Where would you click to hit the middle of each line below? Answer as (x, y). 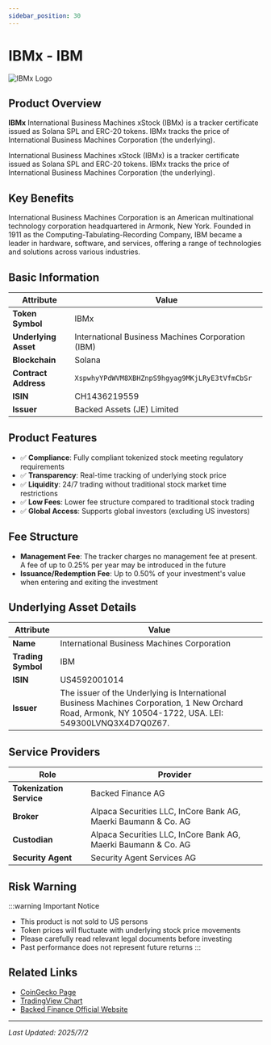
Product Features (53, 438)
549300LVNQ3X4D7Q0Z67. (115, 723)
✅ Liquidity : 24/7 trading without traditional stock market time (123, 484)
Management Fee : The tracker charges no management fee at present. (139, 556)
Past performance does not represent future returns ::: (110, 947)
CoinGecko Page (48, 992)
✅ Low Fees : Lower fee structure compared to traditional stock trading (138, 502)
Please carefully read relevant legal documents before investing (126, 939)
